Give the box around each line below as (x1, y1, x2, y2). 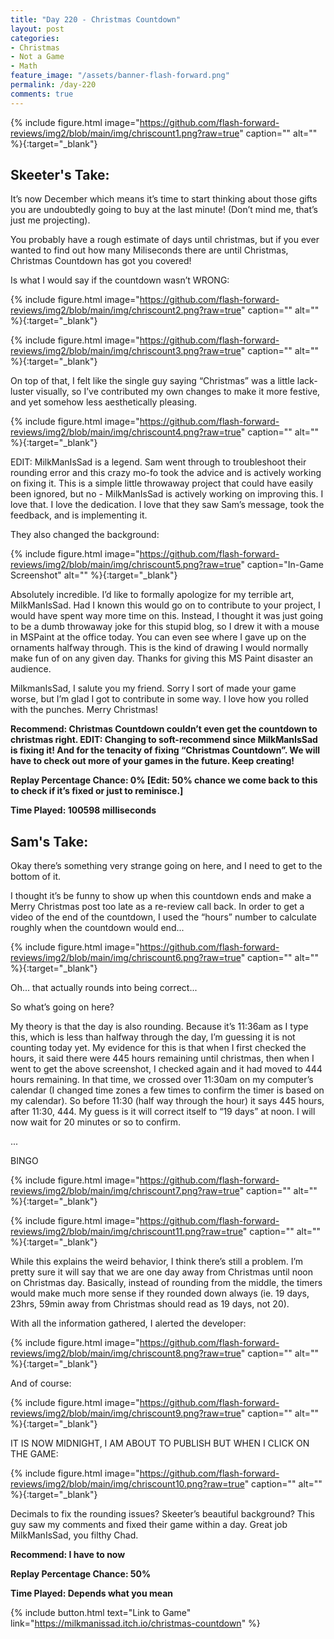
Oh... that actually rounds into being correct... (10, 982, 198, 994)
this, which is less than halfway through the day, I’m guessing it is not (10, 1031, 296, 1043)
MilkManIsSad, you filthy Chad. (10, 1529, 139, 1541)
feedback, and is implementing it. (10, 509, 148, 521)
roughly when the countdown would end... (10, 922, 185, 934)
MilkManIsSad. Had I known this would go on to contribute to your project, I (10, 599, 321, 611)
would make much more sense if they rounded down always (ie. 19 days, (10, 1287, 310, 1300)
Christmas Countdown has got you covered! (10, 255, 192, 267)
